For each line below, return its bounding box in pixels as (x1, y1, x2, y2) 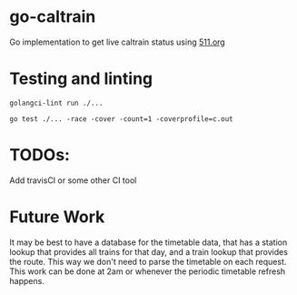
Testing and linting (9, 68, 153, 89)
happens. (9, 275, 45, 286)
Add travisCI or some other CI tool (9, 175, 137, 186)
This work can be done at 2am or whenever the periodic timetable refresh (9, 266, 286, 277)
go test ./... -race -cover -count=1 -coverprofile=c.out (9, 114, 233, 124)
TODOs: (9, 145, 71, 166)
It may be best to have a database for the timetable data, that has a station (9, 237, 288, 248)
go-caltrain (9, 6, 96, 27)
